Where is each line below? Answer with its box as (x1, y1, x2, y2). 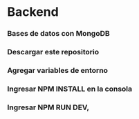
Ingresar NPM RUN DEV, (7, 102, 90, 112)
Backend (7, 4, 59, 20)
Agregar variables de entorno (7, 65, 109, 75)
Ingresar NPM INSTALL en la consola (7, 84, 133, 94)
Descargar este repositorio (7, 47, 100, 57)
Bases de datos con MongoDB (7, 29, 111, 39)
